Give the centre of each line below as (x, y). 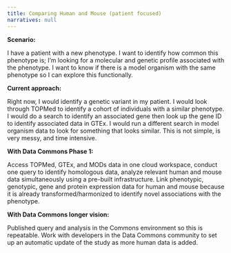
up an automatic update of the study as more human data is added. (103, 242)
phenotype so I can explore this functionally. (70, 75)
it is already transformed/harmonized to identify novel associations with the (114, 194)
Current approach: (34, 88)
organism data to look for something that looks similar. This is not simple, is (114, 131)
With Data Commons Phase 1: (50, 151)
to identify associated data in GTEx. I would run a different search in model (113, 123)
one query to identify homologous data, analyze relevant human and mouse (114, 172)
